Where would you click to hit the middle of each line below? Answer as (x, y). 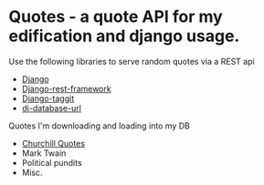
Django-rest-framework (66, 88)
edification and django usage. (124, 36)
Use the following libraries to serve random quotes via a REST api (132, 61)
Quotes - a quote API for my (116, 17)
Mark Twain (44, 153)
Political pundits (52, 162)
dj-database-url (51, 108)
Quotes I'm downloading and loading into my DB (100, 126)
